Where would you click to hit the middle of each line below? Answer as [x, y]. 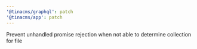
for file [14, 41]
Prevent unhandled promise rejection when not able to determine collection [99, 34]
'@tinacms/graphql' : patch [40, 12]
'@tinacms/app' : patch [34, 17]
